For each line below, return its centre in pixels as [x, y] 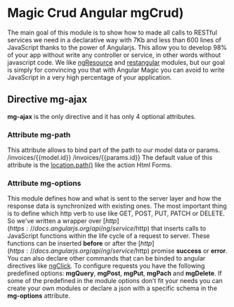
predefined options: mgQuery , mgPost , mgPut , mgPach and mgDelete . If [115, 273]
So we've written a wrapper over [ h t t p [62, 221]
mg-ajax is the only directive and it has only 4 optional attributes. [102, 116]
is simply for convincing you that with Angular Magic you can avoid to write [116, 70]
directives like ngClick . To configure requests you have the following [106, 266]
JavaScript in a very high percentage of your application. [90, 77]
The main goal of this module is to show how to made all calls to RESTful [112, 32]
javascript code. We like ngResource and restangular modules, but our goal [116, 62]
